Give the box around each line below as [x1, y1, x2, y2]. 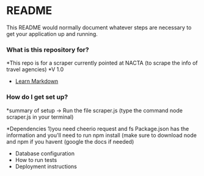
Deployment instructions [15, 163, 78, 170]
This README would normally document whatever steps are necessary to [6, 24, 192, 31]
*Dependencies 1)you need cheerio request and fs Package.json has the [6, 125, 189, 132]
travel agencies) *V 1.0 [6, 66, 64, 73]
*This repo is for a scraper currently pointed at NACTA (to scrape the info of [6, 59, 199, 67]
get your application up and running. [6, 30, 98, 37]
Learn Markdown [15, 77, 59, 85]
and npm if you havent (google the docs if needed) [6, 138, 134, 145]
